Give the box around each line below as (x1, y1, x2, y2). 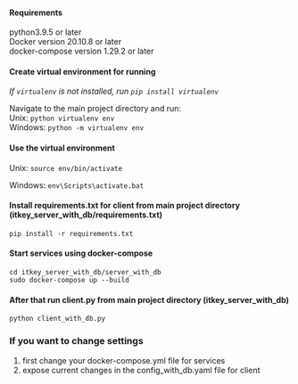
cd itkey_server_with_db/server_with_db (9, 268, 162, 277)
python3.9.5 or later (9, 27, 82, 37)
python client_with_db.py (9, 315, 105, 323)
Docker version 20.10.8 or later (9, 37, 122, 47)
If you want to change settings (9, 335, 145, 347)
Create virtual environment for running (9, 66, 156, 77)
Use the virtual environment (9, 143, 116, 153)
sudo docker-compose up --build (9, 276, 129, 285)
